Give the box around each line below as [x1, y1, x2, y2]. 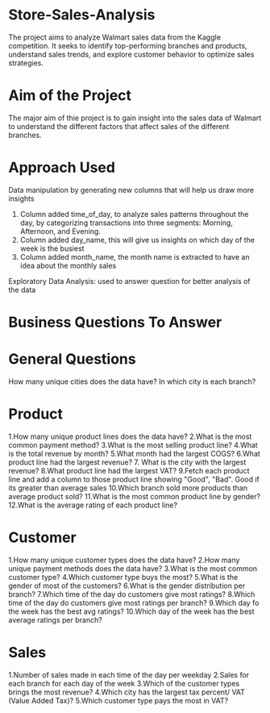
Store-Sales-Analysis [8, 6, 156, 24]
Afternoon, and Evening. [19, 226, 101, 236]
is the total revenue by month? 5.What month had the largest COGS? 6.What [8, 448, 260, 458]
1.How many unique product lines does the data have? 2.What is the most [8, 432, 252, 441]
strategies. [8, 58, 44, 68]
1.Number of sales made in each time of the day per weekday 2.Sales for [8, 669, 250, 679]
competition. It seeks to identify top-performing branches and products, [8, 40, 247, 50]
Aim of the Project [8, 86, 131, 105]
